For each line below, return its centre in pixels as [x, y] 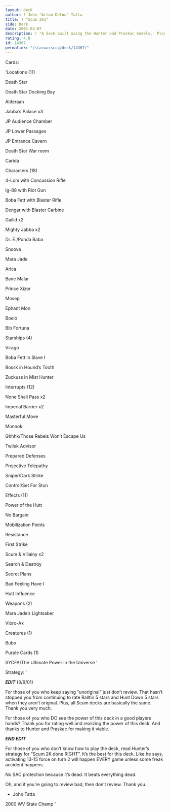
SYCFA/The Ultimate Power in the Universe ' [51, 662]
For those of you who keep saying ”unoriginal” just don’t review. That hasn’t [84, 692]
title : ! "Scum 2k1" [27, 19]
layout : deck [19, 10]
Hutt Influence [20, 593]
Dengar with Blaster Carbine [35, 210]
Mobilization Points [25, 525]
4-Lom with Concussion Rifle [35, 180]
